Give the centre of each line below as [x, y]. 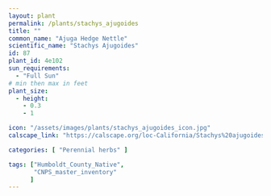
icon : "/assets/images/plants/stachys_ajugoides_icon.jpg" [110, 128]
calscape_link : [34, 136]
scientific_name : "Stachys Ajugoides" [73, 46]
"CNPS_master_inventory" [75, 172]
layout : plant [32, 16]
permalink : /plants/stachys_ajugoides [73, 23]
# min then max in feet [48, 83]
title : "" [25, 31]
